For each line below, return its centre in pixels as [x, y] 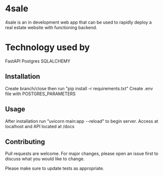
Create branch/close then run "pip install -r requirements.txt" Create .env [79, 88]
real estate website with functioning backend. [51, 27]
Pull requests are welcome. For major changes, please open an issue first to [82, 154]
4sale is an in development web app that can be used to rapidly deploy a [79, 22]
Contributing [25, 142]
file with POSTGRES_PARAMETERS [41, 94]
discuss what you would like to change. [45, 159]
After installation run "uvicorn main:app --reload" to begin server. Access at [82, 121]
